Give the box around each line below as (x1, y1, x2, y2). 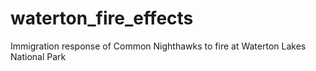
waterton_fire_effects (10, 7, 194, 30)
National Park (10, 50, 67, 62)
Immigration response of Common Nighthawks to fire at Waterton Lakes (10, 40, 307, 52)
